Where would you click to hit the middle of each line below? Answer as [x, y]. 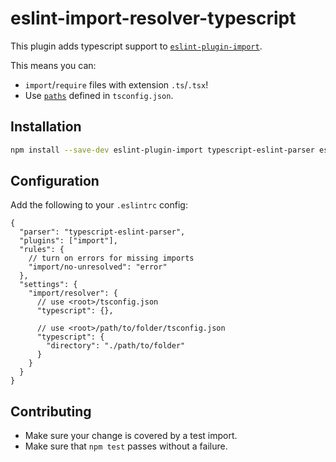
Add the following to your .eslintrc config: [99, 205]
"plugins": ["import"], [68, 241]
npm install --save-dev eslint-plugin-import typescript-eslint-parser [162, 150]
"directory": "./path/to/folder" [116, 346]
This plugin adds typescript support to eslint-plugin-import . [136, 46]
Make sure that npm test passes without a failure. [126, 446]
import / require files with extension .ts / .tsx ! [116, 84]
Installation [46, 127]
